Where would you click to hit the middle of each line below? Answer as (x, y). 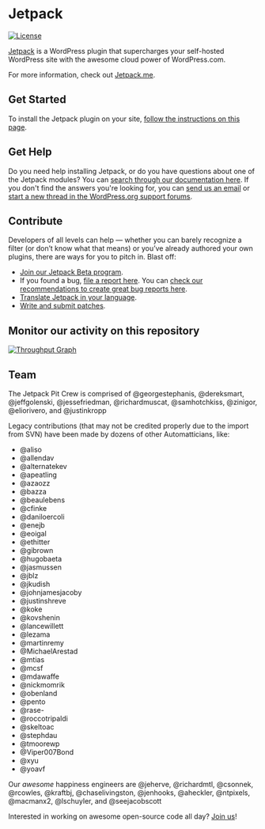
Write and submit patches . (62, 306)
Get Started (37, 100)
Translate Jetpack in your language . (78, 297)
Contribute (36, 221)
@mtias (32, 660)
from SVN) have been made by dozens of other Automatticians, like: (119, 434)
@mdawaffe (39, 676)
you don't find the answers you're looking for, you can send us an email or (129, 187)
